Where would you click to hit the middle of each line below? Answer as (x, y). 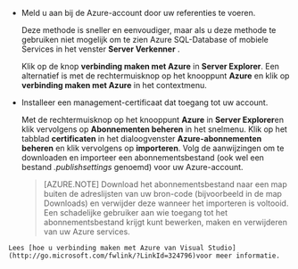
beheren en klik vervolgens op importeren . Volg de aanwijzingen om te (153, 148)
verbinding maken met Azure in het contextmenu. (114, 85)
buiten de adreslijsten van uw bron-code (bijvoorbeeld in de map (163, 194)
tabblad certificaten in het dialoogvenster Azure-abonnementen (141, 139)
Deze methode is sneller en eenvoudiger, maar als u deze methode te (149, 30)
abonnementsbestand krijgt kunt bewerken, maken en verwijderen (165, 222)
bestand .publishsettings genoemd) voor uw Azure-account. (132, 167)
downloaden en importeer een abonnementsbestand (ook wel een (143, 158)
